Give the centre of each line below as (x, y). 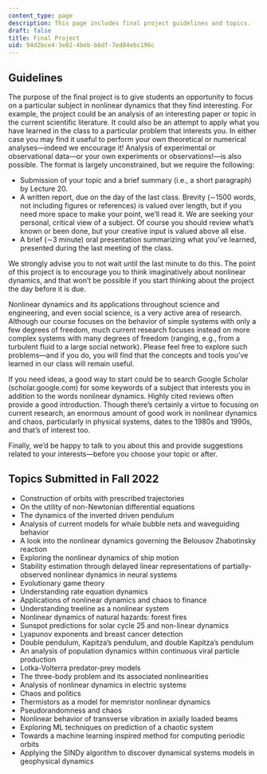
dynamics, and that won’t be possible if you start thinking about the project (132, 280)
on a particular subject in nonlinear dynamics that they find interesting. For (131, 105)
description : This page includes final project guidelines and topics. (130, 23)
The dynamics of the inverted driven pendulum (97, 515)
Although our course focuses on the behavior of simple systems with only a (132, 321)
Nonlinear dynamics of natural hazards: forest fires (103, 617)
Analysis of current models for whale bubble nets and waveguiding (130, 523)
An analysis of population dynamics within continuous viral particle (130, 650)
